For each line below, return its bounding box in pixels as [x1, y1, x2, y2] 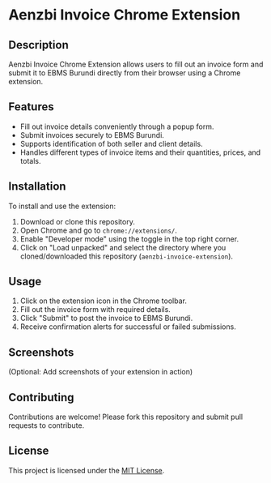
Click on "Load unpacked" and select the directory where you [19, 242, 227, 252]
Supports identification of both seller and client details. [19, 139, 204, 148]
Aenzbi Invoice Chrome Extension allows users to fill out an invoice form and [8, 59, 264, 69]
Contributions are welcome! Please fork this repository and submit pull [8, 412, 243, 422]
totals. [19, 156, 41, 165]
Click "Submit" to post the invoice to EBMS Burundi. [19, 314, 193, 323]
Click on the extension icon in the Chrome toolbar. [19, 296, 188, 306]
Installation [8, 180, 66, 194]
